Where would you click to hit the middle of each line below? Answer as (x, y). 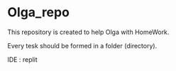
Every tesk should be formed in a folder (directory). (82, 45)
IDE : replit (22, 59)
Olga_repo (38, 12)
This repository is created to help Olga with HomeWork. (88, 32)
